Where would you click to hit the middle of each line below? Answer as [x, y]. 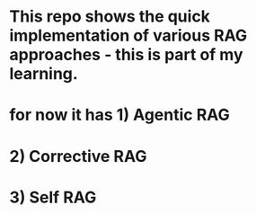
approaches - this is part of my [127, 55]
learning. [44, 74]
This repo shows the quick [110, 17]
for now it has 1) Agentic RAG [120, 115]
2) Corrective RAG [78, 156]
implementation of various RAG [128, 36]
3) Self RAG [53, 197]
